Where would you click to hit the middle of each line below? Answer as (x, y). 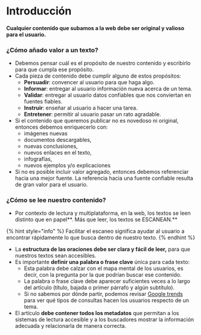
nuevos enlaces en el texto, (58, 153)
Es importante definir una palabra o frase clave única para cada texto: (102, 262)
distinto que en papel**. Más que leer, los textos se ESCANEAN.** (96, 220)
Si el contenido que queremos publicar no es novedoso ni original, (97, 121)
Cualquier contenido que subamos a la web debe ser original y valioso (95, 28)
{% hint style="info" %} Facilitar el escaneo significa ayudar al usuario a (95, 231)
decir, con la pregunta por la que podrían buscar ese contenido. (103, 275)
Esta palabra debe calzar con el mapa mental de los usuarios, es (103, 268)
